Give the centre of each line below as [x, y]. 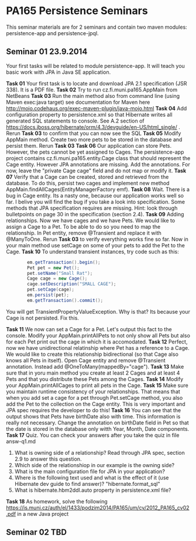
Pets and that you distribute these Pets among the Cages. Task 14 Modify [95, 379]
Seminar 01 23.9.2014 [47, 52]
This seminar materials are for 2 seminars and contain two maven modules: [97, 27]
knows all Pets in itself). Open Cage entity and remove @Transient [86, 360]
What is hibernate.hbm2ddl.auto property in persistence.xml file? [93, 490]
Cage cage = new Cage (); [57, 279]
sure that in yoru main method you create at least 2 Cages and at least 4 [93, 373]
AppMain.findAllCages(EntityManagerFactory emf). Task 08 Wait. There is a [98, 189]
